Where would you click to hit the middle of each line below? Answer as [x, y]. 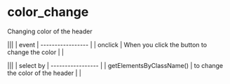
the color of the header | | [45, 73]
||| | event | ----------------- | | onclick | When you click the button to [107, 44]
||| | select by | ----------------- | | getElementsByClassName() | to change [115, 65]
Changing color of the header [50, 31]
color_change [48, 12]
